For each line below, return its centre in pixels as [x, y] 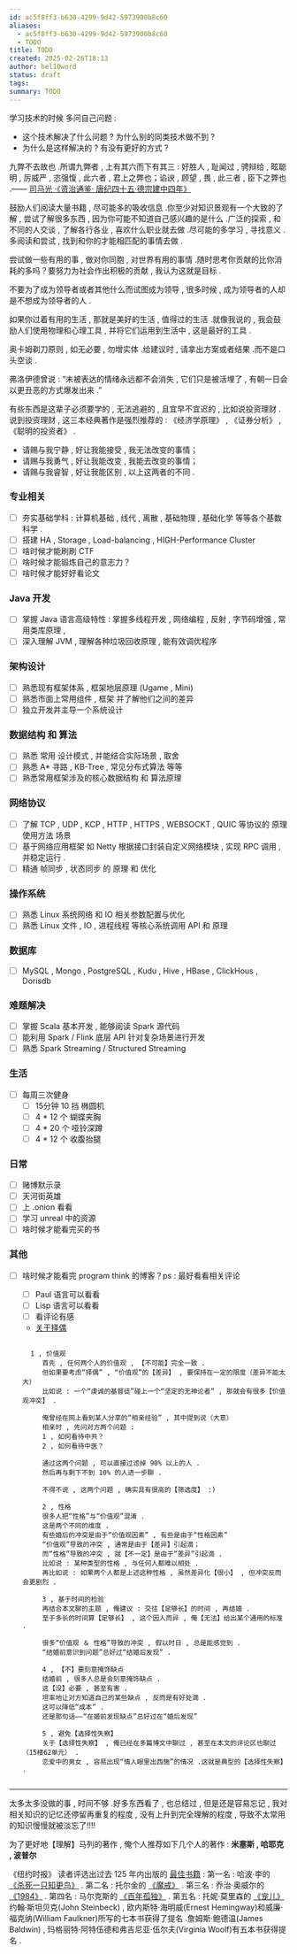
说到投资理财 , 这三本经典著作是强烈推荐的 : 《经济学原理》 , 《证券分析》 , [145, 419]
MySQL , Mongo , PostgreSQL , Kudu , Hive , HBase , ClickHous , [140, 971]
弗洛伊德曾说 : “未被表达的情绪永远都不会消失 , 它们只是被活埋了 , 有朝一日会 [148, 379]
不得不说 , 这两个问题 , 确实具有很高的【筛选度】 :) [129, 1490]
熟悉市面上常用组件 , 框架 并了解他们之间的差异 [108, 698]
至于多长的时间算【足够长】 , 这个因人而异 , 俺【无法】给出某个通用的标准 [162, 1619]
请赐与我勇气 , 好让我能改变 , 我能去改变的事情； [110, 460]
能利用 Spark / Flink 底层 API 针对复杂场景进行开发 [114, 1037]
